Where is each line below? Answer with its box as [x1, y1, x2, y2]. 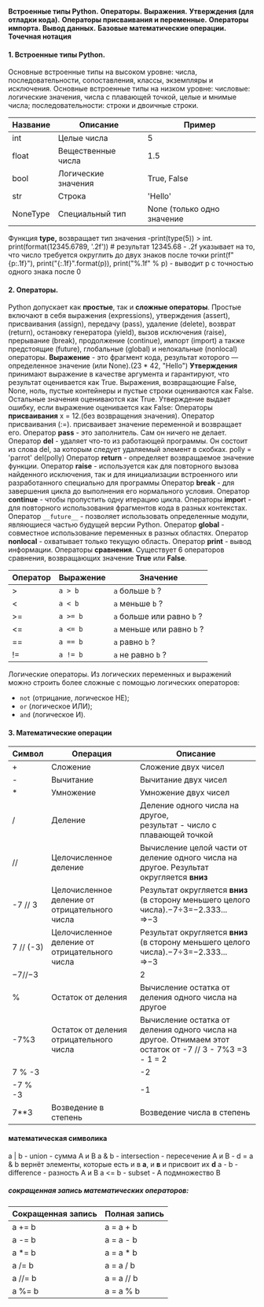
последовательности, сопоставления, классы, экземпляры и [8, 76, 214, 85]
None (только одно [147, 204, 220, 215]
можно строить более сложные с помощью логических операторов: [8, 678, 240, 687]
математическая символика [8, 1134, 108, 1143]
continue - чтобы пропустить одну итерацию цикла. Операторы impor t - [8, 495, 251, 505]
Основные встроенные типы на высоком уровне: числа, [8, 67, 198, 77]
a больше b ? [113, 586, 162, 597]
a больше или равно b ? [113, 611, 203, 622]
